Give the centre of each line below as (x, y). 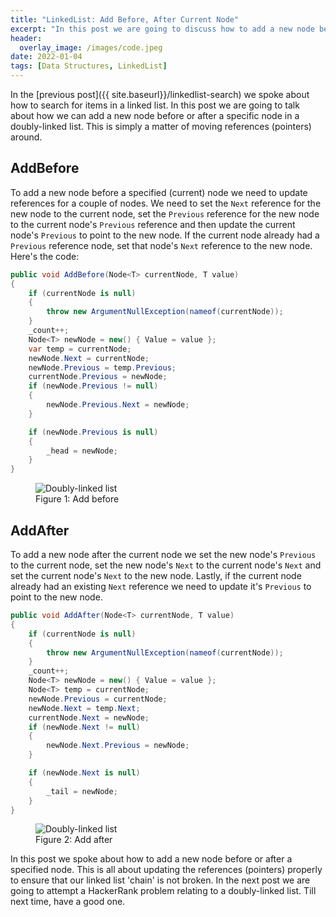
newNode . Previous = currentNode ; (98, 699)
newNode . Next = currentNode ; (89, 358)
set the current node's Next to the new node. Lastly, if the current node (156, 575)
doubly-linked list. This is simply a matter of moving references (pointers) (161, 126)
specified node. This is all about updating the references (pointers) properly (166, 870)
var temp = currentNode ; (80, 349)
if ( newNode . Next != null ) (84, 727)
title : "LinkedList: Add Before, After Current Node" (125, 19)
